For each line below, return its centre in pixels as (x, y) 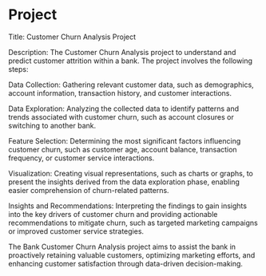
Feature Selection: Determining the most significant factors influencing (125, 140)
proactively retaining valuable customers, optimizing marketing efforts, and (132, 255)
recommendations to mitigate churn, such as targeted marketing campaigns (133, 223)
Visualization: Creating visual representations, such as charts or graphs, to (131, 173)
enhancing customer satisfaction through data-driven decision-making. (126, 263)
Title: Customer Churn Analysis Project (72, 37)
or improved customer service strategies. (76, 231)
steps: (18, 69)
